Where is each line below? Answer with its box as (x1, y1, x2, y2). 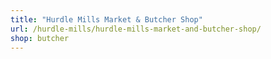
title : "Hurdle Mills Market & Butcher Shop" (10, 14, 203, 25)
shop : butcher (10, 33, 70, 43)
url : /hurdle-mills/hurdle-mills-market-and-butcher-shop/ (10, 24, 262, 34)
